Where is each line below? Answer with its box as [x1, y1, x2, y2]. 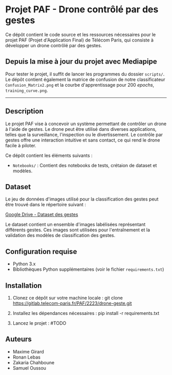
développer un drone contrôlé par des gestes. [5, 42, 102, 48]
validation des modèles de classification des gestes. [5, 232, 116, 239]
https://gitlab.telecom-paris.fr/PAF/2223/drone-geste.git [12, 300, 132, 306]
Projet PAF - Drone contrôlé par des [5, 4, 159, 15]
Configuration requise [5, 247, 77, 256]
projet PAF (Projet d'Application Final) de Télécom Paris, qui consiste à [5, 37, 154, 43]
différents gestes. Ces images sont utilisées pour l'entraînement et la [5, 227, 150, 233]
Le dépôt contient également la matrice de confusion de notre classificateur [5, 76, 165, 83]
